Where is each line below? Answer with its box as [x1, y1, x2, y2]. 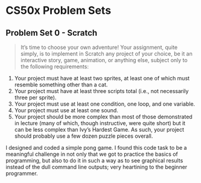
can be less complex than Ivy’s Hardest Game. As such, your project [14, 126, 185, 133]
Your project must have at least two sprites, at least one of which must [14, 75, 190, 82]
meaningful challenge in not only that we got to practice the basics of [5, 150, 179, 158]
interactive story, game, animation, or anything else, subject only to [20, 57, 188, 63]
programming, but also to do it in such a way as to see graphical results [5, 157, 183, 164]
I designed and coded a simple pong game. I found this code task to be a [5, 144, 187, 151]
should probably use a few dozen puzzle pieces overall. [14, 132, 153, 140]
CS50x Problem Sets [5, 4, 112, 18]
